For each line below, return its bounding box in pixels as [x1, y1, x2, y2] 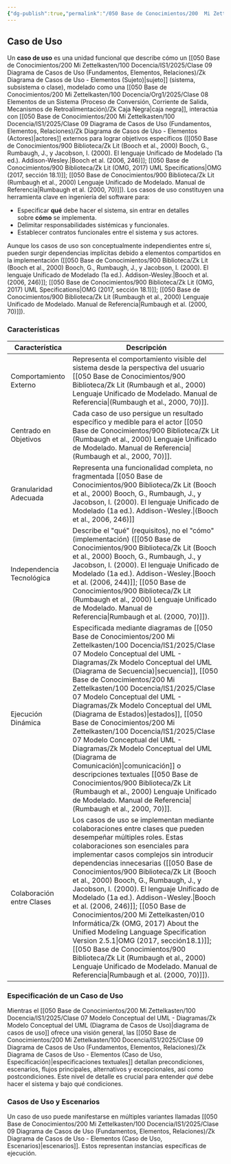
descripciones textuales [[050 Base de [72, 769, 199, 779]
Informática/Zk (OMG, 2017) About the [72, 918, 199, 928]
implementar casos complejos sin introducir [72, 849, 214, 859]
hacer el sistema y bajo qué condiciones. [7, 1080, 124, 1088]
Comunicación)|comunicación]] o [72, 761, 181, 770]
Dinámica [10, 717, 41, 727]
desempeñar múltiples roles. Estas [72, 832, 184, 841]
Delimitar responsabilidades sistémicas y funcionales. [16, 221, 170, 229]
